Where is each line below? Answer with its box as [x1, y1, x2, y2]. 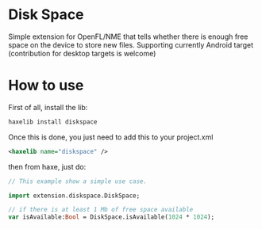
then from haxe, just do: [8, 162, 87, 171]
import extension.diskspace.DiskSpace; [8, 192, 141, 200]
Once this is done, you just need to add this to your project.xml [8, 132, 214, 142]
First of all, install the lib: [8, 102, 88, 112]
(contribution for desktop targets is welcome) [8, 48, 156, 58]
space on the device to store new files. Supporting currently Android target [8, 40, 254, 49]
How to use [8, 77, 84, 94]
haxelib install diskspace [8, 117, 98, 126]
